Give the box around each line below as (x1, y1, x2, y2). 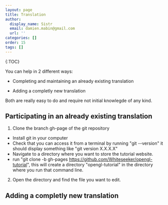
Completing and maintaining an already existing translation (12, 78, 134, 84)
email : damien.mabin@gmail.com (10, 26, 75, 31)
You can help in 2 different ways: (5, 68, 73, 74)
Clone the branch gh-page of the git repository (12, 125, 109, 131)
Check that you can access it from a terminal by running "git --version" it (12, 140, 163, 146)
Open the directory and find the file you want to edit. (12, 177, 121, 183)
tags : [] (5, 45, 24, 50)
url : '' (10, 31, 26, 36)
